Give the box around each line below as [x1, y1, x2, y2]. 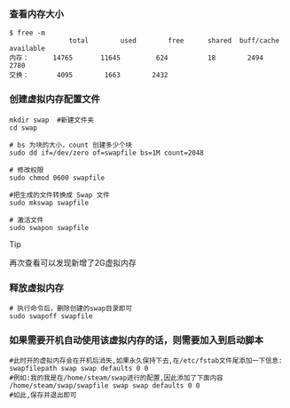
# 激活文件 [9, 215, 44, 224]
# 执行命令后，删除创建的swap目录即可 [9, 304, 133, 313]
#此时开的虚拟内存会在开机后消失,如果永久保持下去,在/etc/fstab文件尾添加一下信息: [9, 356, 283, 365]
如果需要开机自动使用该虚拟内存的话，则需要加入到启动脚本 [9, 333, 264, 346]
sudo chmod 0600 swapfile [9, 173, 105, 182]
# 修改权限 [9, 165, 44, 174]
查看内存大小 [9, 7, 65, 20]
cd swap [9, 123, 38, 132]
